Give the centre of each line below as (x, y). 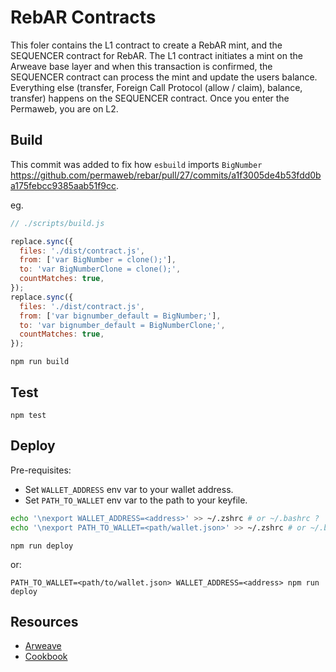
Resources (44, 621)
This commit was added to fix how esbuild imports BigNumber (136, 164)
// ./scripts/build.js (57, 223)
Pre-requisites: (41, 470)
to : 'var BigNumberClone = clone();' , (100, 269)
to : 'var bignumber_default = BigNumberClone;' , (122, 325)
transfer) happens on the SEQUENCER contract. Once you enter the (150, 98)
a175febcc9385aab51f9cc (63, 185)
